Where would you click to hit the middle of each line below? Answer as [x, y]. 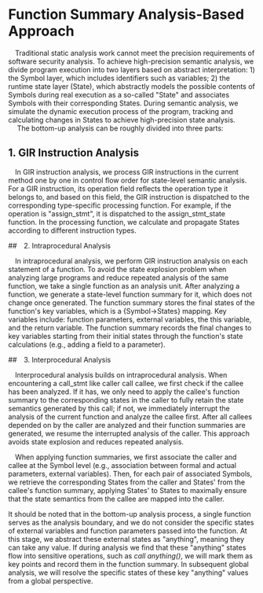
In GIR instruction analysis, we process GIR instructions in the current [127, 171]
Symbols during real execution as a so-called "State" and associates [119, 94]
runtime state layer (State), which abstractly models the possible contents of [131, 86]
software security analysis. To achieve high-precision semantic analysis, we [131, 61]
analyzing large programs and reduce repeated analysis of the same [119, 278]
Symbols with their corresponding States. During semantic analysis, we [123, 103]
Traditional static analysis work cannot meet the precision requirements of [135, 53]
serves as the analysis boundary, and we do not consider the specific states [131, 522]
